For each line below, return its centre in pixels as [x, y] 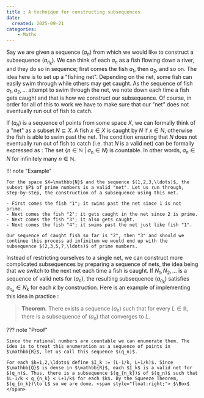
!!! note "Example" [29, 171]
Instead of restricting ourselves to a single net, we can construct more [95, 258]
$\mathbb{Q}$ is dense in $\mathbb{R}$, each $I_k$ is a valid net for [99, 367]
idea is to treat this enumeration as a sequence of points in [89, 346]
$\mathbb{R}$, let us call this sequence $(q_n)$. [72, 352]
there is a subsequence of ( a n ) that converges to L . [86, 317]
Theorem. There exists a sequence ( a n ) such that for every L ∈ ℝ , [105, 309]
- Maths [27, 35]
